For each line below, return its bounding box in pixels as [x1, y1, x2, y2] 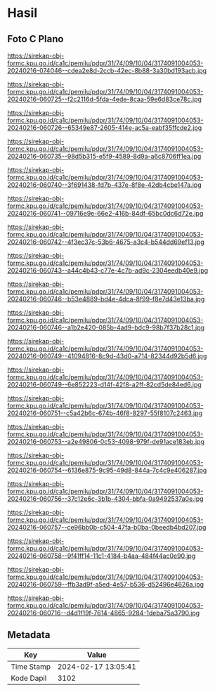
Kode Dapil [11, 673, 47, 683]
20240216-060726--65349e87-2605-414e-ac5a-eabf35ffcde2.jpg [7, 124, 202, 131]
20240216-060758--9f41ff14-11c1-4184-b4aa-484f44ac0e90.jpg [7, 551, 196, 560]
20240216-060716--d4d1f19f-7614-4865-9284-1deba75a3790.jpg [7, 609, 200, 617]
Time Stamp [11, 662, 51, 672]
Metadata [7, 629, 51, 641]
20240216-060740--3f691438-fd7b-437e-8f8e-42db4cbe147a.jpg [7, 181, 202, 189]
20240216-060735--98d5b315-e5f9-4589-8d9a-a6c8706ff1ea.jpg [7, 152, 202, 160]
